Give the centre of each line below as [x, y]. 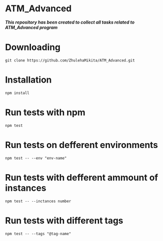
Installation [28, 80]
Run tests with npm [45, 112]
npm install [17, 93]
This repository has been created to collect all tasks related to [70, 22]
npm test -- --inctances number [38, 201]
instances [26, 188]
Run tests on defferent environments [81, 145]
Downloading [33, 47]
